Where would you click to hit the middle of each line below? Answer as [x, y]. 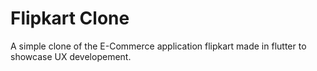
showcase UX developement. [71, 56]
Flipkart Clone [70, 18]
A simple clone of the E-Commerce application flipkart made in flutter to [158, 46]
